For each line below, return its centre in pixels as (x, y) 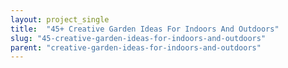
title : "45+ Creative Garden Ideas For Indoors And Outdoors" (145, 29)
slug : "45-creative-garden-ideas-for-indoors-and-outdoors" (138, 38)
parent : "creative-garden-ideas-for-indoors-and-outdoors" (136, 47)
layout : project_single (60, 19)
